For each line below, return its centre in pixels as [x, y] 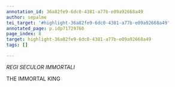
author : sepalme [26, 17]
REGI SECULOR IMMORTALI [40, 67]
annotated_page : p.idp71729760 [45, 28]
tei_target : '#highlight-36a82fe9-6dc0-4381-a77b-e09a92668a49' [88, 23]
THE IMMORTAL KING [34, 79]
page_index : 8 [24, 34]
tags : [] [17, 45]
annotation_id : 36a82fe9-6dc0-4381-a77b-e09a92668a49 [75, 12]
